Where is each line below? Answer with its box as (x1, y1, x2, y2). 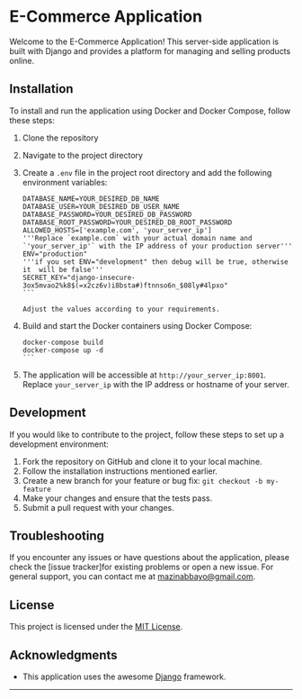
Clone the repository (22, 132, 99, 143)
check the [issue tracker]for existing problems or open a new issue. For (9, 561, 274, 573)
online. (9, 55, 34, 66)
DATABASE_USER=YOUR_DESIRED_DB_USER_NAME (22, 202, 180, 211)
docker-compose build (22, 338, 103, 347)
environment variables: (22, 177, 108, 187)
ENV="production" (22, 250, 88, 259)
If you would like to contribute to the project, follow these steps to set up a (9, 429, 285, 440)
